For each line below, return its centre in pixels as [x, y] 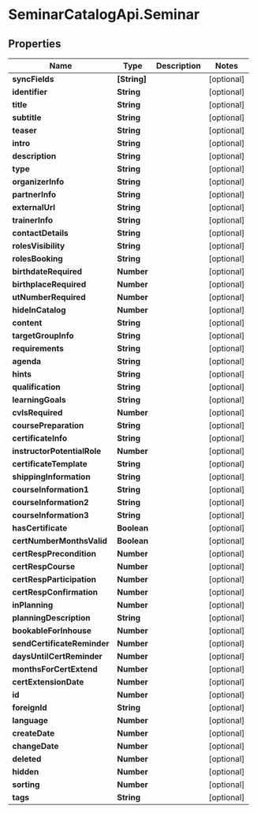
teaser [24, 130]
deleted [27, 759]
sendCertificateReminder [61, 643]
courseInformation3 [50, 515]
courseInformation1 [50, 489]
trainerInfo [33, 220]
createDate [34, 733]
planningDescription [51, 618]
